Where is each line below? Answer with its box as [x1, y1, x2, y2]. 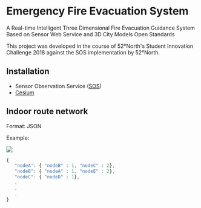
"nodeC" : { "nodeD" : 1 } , [14, 174, 80, 180]
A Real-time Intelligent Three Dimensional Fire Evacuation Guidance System [6, 24, 196, 31]
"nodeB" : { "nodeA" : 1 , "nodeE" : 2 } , [14, 168, 115, 175]
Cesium [15, 89, 35, 96]
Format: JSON [6, 122, 42, 129]
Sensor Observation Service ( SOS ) [15, 82, 102, 89]
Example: [6, 134, 30, 141]
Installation [6, 67, 50, 77]
